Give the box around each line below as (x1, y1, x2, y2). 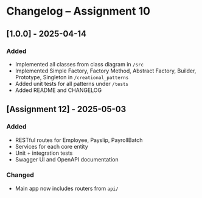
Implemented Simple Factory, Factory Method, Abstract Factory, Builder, (15, 67, 197, 74)
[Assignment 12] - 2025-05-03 (6, 104, 127, 115)
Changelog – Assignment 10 (6, 4, 151, 18)
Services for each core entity (15, 143, 88, 150)
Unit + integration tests (15, 149, 73, 157)
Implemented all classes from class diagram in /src (15, 60, 144, 68)
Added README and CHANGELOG (15, 87, 102, 94)
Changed (6, 171, 35, 179)
